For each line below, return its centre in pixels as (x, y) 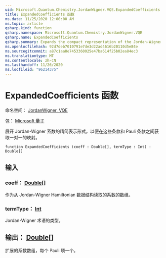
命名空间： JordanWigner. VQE (37, 110)
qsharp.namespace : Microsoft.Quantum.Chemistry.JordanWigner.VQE (74, 33)
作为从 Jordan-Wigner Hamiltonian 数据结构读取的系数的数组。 (69, 195)
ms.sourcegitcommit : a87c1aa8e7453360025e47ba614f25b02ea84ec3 (72, 51)
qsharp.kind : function (28, 28)
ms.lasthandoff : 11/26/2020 (34, 65)
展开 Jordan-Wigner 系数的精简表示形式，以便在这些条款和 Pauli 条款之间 (80, 131)
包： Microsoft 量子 (25, 121)
